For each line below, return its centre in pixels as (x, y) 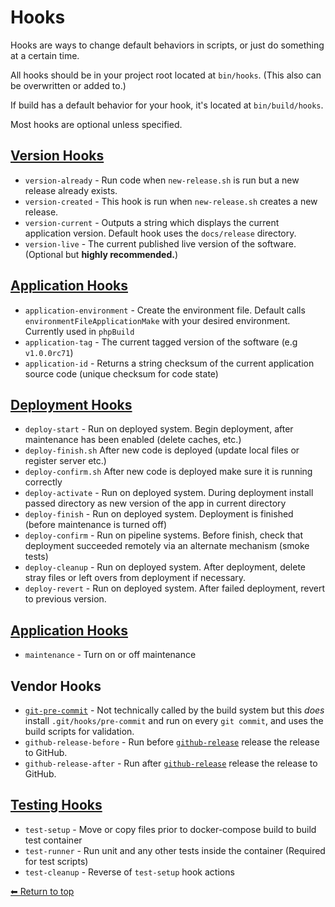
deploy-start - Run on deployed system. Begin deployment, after (159, 429)
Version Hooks (57, 156)
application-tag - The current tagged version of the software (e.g (161, 342)
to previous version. (65, 599)
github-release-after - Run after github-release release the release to (171, 763)
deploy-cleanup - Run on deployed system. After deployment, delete (165, 567)
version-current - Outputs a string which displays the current (152, 222)
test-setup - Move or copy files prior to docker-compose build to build (170, 829)
